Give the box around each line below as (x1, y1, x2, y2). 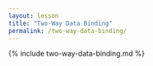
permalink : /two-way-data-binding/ (8, 27, 127, 35)
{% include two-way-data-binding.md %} (8, 49, 146, 59)
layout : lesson (8, 11, 59, 20)
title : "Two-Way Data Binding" (8, 19, 113, 27)
